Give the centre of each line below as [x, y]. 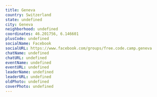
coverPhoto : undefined [29, 86]
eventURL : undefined [27, 67]
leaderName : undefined [29, 72]
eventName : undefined [28, 63]
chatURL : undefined [26, 58]
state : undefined [24, 20]
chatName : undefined [27, 53]
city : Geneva [19, 24]
